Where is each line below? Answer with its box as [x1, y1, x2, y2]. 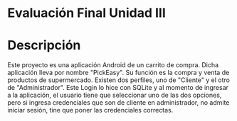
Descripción [7, 38, 81, 54]
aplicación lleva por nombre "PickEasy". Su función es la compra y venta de [7, 69, 230, 77]
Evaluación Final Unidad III [7, 5, 166, 21]
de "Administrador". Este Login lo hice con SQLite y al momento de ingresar [7, 83, 229, 92]
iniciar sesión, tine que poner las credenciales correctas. [7, 106, 174, 115]
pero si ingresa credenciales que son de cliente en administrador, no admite [7, 98, 230, 107]
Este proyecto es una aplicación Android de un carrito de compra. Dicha [7, 61, 219, 69]
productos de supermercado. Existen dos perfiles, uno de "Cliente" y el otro [7, 76, 230, 84]
